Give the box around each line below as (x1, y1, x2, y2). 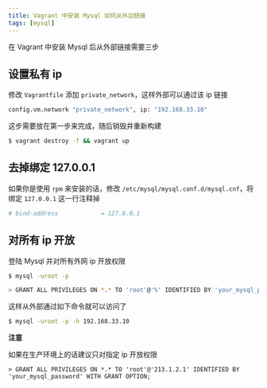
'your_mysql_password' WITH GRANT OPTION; (8, 373, 151, 381)
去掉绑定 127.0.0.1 (8, 161, 95, 175)
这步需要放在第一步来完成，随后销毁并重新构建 (8, 121, 161, 131)
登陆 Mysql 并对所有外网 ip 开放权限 (8, 256, 126, 266)
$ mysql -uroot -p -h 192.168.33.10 (8, 317, 130, 326)
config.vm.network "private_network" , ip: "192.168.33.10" (8, 106, 208, 114)
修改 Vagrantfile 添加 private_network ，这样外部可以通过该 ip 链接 (8, 90, 228, 99)
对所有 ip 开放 (8, 234, 75, 247)
